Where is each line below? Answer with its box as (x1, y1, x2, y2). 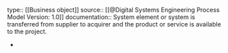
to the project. (7, 27, 47, 35)
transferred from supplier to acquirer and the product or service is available (7, 20, 222, 28)
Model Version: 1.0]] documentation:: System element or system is (7, 13, 196, 21)
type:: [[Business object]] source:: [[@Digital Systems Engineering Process (7, 6, 220, 14)
